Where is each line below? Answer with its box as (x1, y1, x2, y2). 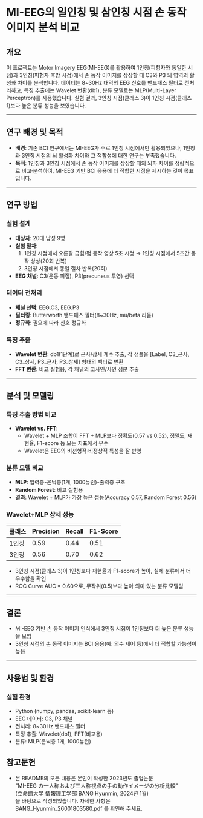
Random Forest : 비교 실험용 (14, 486, 83, 494)
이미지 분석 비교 (6, 21, 80, 35)
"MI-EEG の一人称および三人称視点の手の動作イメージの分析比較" (14, 782, 178, 789)
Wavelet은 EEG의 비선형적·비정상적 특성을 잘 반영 (24, 447, 142, 454)
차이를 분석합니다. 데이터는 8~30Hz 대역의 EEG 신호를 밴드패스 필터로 (17, 79, 183, 86)
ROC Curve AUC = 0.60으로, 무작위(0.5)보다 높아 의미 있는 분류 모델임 (14, 583, 184, 590)
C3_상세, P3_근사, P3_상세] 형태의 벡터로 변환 (14, 358, 124, 366)
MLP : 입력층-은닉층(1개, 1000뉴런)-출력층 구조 (14, 478, 126, 486)
